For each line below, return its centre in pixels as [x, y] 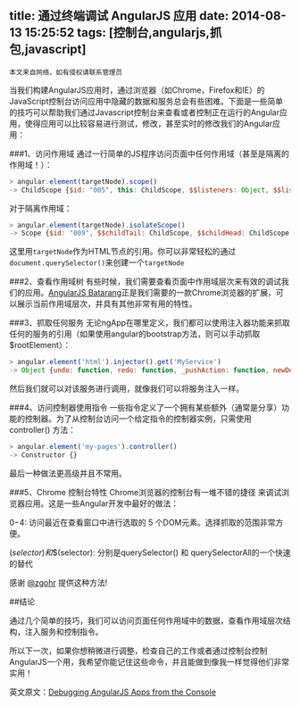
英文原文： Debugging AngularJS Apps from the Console [113, 692]
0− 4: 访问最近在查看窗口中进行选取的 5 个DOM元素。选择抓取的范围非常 [142, 522]
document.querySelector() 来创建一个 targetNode [97, 262]
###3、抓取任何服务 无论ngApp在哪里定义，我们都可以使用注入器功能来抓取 [150, 323]
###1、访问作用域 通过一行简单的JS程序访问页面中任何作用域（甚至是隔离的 [150, 154]
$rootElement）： [40, 345]
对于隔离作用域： [41, 208]
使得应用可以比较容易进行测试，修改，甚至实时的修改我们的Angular [149, 123]
